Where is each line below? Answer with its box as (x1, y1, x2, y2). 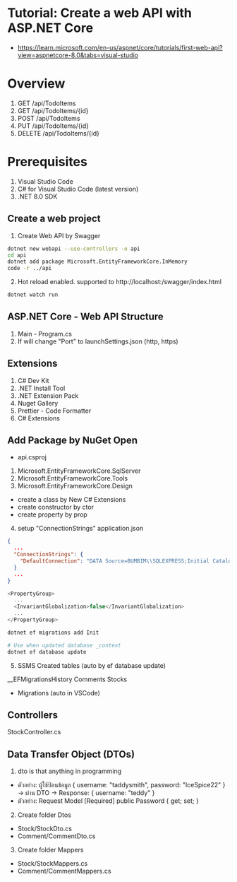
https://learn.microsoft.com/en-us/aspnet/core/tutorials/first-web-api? (17, 43, 224, 52)
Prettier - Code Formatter (17, 406, 92, 415)
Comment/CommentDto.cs (17, 832, 96, 840)
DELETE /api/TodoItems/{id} (17, 129, 100, 137)
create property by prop (17, 510, 88, 519)
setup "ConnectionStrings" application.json (17, 524, 144, 533)
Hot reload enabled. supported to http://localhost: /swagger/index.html (17, 278, 222, 286)
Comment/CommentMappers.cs (17, 867, 111, 876)
